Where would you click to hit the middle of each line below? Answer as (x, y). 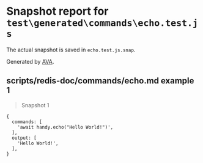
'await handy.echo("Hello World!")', (65, 127)
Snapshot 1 (35, 105)
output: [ (24, 138)
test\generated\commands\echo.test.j (102, 23)
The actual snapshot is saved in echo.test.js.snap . (71, 50)
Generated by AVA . (30, 61)
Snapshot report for (57, 11)
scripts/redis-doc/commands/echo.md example (100, 81)
